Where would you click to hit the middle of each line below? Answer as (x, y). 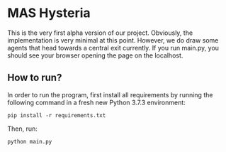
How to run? (35, 78)
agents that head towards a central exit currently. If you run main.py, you (113, 48)
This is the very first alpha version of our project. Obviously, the (100, 33)
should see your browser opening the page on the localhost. (95, 55)
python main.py (30, 141)
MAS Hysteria (49, 13)
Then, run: (22, 129)
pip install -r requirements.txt (57, 115)
